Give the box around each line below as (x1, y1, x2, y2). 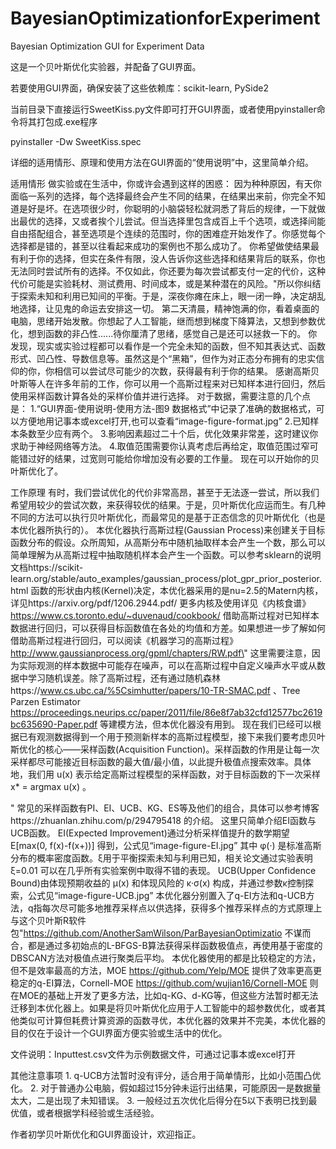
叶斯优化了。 (10, 465, 63, 477)
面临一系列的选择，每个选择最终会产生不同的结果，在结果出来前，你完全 (10, 190, 308, 202)
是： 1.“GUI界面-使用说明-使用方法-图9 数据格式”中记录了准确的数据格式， (10, 402, 317, 414)
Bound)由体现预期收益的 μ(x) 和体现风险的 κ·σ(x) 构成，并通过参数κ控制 (10, 877, 305, 889)
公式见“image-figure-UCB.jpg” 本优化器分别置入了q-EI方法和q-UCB (27, 889, 307, 901)
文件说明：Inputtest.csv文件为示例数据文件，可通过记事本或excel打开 (10, 1048, 297, 1060)
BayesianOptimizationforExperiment (10, 7, 321, 30)
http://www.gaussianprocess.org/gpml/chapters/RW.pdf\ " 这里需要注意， (10, 647, 312, 659)
